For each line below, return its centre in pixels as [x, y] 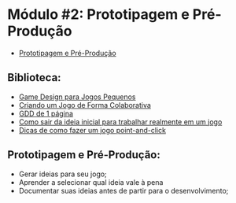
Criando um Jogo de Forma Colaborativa [85, 105]
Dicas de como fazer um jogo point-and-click [92, 130]
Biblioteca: [34, 78]
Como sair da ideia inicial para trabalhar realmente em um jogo [120, 122]
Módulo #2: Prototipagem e [98, 15]
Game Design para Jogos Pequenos [77, 97]
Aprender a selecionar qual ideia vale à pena [91, 182]
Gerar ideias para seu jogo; [63, 174]
